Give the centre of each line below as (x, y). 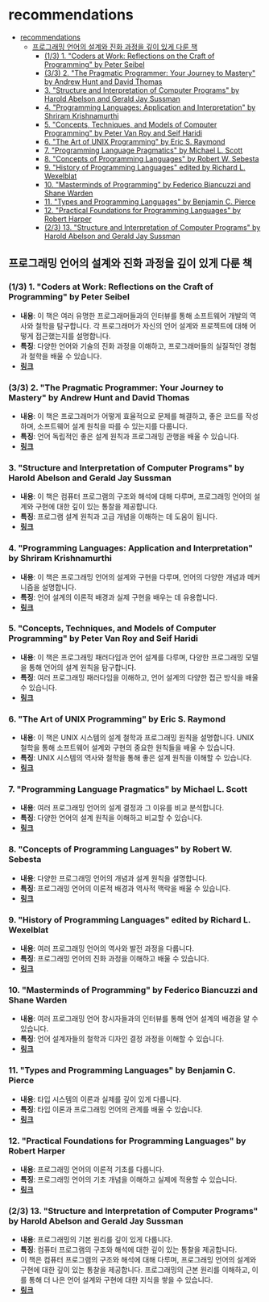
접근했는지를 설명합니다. (73, 336)
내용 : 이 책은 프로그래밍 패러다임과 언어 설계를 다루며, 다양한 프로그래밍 (132, 657)
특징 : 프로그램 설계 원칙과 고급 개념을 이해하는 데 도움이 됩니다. (119, 517)
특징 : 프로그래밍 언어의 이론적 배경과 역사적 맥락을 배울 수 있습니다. (125, 888)
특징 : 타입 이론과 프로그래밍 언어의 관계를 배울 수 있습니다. (111, 1109)
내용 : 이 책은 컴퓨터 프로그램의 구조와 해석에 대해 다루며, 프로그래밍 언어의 (136, 496)
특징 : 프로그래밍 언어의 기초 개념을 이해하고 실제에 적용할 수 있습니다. (128, 1179)
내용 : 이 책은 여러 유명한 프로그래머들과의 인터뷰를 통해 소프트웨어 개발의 (134, 316)
